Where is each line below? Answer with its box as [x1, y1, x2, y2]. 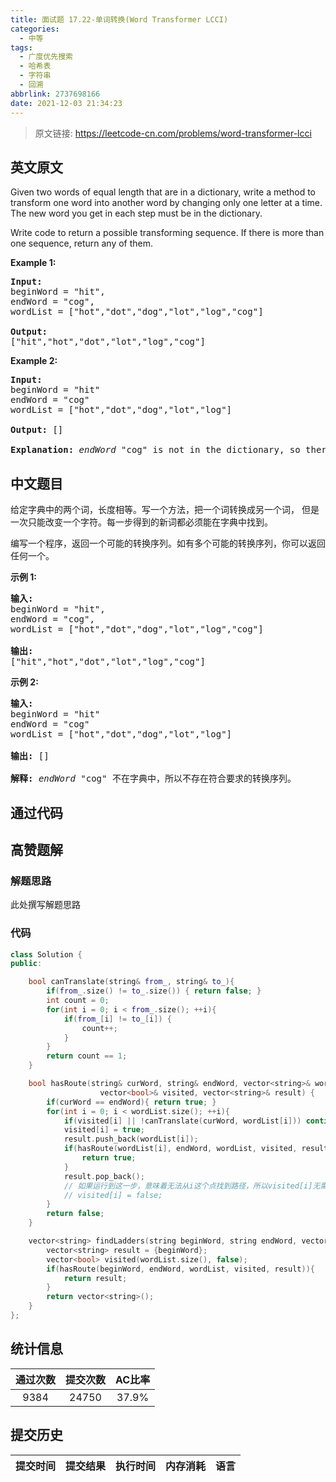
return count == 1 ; [46, 1051, 128, 1061]
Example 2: [10, 355, 58, 367]
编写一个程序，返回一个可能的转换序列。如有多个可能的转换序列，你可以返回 [10, 537, 326, 550]
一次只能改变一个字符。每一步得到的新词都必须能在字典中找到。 [10, 516, 273, 528]
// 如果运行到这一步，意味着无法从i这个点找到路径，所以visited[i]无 [63, 1181, 321, 1191]
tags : [10, 42, 33, 53]
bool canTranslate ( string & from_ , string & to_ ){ [28, 977, 235, 987]
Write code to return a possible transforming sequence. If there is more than [10, 227, 325, 239]
